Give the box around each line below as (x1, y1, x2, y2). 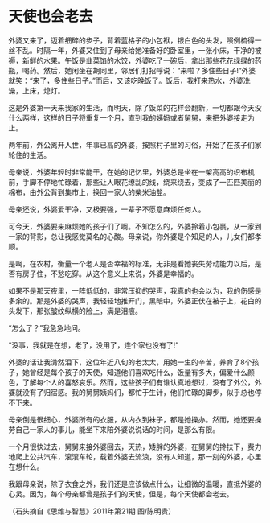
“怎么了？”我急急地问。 (8, 323, 86, 332)
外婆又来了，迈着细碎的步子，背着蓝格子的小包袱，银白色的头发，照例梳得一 (8, 35, 262, 45)
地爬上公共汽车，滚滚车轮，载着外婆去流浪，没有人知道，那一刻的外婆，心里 (8, 451, 262, 461)
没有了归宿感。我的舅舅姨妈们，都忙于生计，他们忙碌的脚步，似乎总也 (22, 387, 255, 397)
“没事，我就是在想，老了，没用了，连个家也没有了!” (8, 340, 179, 350)
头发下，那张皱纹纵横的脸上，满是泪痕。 (8, 306, 142, 315)
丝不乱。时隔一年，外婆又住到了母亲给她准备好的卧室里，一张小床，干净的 (8, 45, 255, 55)
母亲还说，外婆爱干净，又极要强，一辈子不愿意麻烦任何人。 (8, 204, 206, 214)
